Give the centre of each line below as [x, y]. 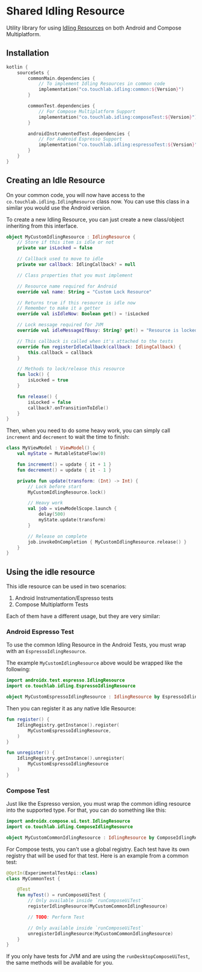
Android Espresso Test [40, 632]
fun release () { [38, 397]
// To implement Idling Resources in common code [102, 84]
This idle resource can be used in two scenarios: [66, 586]
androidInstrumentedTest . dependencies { [79, 134]
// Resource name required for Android [67, 286]
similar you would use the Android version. [59, 208]
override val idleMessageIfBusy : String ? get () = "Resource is [98, 331]
